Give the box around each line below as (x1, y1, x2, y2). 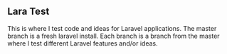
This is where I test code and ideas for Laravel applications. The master (7, 24, 217, 32)
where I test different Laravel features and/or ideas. (7, 39, 158, 48)
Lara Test (7, 6, 50, 18)
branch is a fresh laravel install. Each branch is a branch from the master (7, 32, 220, 40)
